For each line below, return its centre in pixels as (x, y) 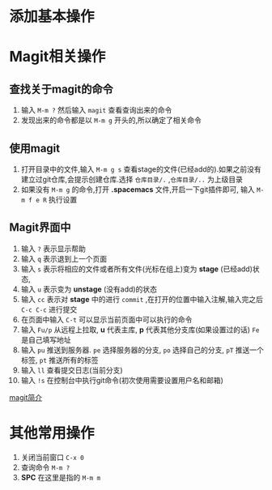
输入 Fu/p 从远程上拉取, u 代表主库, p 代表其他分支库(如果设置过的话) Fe (140, 330)
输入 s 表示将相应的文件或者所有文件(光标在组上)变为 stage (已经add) (137, 269)
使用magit (35, 148)
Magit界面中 (40, 228)
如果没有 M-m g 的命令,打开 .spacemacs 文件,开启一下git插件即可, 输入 (138, 190)
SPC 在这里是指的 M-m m (61, 477)
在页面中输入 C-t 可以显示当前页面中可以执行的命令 (106, 319)
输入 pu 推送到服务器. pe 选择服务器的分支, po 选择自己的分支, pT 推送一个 (142, 350)
